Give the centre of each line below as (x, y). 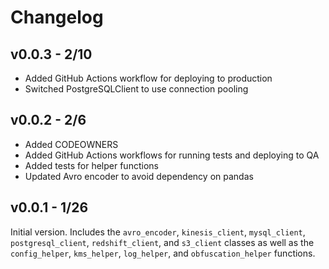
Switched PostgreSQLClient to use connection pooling (136, 89)
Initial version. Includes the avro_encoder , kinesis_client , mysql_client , (158, 232)
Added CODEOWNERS (71, 144)
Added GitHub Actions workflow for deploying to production (148, 78)
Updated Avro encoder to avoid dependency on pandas (139, 176)
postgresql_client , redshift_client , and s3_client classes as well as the (162, 242)
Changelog (57, 17)
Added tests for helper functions (91, 165)
